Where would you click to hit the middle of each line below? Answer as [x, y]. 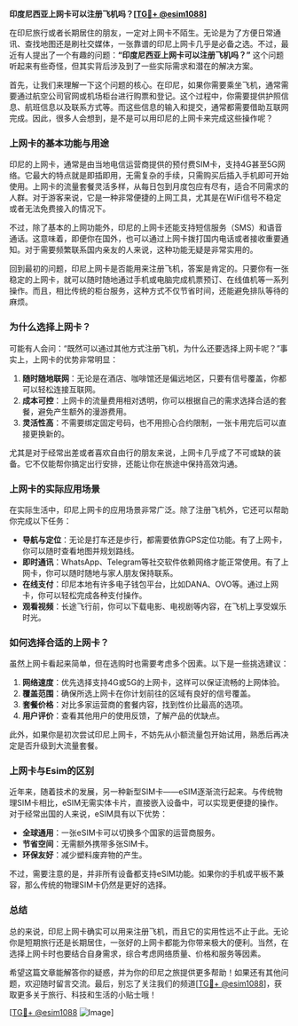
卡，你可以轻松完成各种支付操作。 [84, 595]
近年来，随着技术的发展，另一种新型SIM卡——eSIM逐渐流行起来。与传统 [142, 792]
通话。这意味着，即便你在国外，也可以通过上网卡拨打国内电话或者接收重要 [145, 239]
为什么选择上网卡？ [50, 328]
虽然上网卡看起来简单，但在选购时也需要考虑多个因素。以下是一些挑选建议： [149, 664]
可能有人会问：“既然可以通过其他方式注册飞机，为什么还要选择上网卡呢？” [145, 348]
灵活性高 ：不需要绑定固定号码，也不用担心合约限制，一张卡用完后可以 [150, 422]
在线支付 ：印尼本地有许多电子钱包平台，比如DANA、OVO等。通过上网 [150, 584]
